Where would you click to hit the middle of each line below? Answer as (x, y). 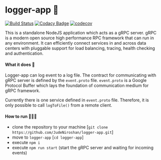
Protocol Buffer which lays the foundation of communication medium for (77, 86)
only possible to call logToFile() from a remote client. (59, 105)
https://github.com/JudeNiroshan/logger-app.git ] (63, 132)
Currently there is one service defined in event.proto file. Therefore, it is (77, 100)
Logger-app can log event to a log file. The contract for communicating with (80, 75)
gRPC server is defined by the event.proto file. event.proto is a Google (76, 80)
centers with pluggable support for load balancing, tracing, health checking (80, 48)
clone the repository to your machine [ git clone (60, 127)
